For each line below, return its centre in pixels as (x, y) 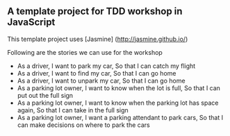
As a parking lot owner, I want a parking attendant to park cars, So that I (120, 117)
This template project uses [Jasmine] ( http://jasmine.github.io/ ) (98, 39)
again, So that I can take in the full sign (73, 110)
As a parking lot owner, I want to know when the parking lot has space (118, 103)
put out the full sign (45, 95)
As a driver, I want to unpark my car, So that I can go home (101, 80)
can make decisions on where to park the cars (84, 125)
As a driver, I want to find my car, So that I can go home (97, 73)
